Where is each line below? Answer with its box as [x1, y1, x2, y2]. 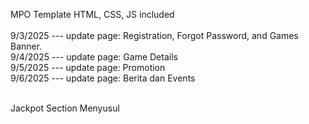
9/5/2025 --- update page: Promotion [10, 62, 166, 73]
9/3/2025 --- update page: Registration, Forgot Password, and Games [10, 30, 299, 41]
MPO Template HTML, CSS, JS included [10, 9, 175, 20]
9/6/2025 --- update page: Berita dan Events [10, 72, 196, 84]
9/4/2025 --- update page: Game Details [10, 51, 178, 63]
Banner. [10, 40, 43, 52]
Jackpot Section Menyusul [10, 102, 120, 114]
